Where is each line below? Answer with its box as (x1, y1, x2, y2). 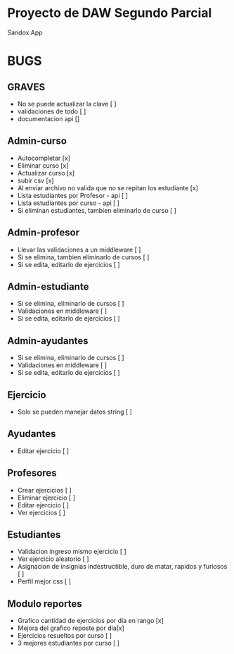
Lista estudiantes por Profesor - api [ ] (17, 191, 129, 199)
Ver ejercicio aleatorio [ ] (17, 555, 89, 563)
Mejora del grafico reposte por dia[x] (17, 624, 125, 632)
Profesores (7, 467, 57, 479)
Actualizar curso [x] (17, 168, 75, 177)
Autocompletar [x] (17, 154, 70, 162)
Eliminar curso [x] (17, 161, 69, 170)
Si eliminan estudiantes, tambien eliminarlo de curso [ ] (17, 206, 177, 214)
